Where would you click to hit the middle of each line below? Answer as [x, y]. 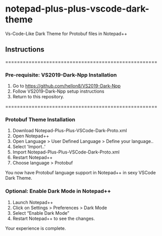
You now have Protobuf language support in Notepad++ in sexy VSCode [80, 173]
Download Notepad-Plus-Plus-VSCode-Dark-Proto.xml [70, 131]
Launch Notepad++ [33, 202]
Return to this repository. [38, 97]
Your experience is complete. [36, 228]
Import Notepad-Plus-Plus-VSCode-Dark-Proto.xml [66, 152]
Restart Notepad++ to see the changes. [53, 218]
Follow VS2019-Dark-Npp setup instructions [58, 91]
